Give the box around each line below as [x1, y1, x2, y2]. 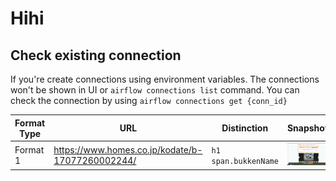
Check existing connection [10, 47, 182, 64]
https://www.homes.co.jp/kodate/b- [53, 143, 203, 156]
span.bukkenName [211, 156, 279, 166]
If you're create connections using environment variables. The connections [10, 73, 320, 85]
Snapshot [286, 122, 329, 134]
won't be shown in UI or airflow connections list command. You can [10, 84, 300, 96]
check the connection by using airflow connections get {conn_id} [10, 95, 288, 106]
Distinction [221, 122, 269, 134]
